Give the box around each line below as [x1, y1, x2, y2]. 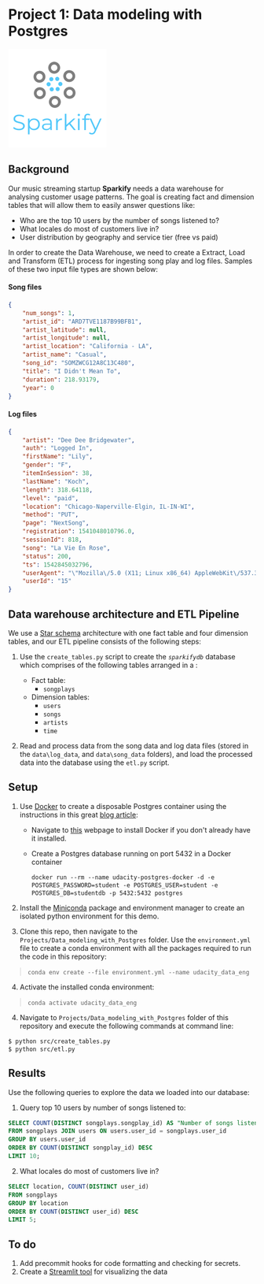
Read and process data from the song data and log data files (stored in [19, 740, 249, 750]
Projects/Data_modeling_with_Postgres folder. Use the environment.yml [19, 935, 251, 944]
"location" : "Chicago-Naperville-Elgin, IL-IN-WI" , [22, 503, 195, 510]
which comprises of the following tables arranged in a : [19, 660, 198, 670]
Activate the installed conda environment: [19, 982, 155, 992]
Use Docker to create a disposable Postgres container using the [19, 801, 227, 811]
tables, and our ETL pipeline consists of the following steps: [8, 636, 202, 646]
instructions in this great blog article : [19, 810, 139, 819]
